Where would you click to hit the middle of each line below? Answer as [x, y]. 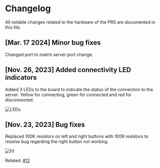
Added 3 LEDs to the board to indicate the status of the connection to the [79, 89]
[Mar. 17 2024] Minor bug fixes [53, 43]
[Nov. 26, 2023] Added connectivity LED [68, 70]
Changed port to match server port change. [49, 54]
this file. [13, 27]
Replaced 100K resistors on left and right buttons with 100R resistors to [77, 136]
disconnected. [20, 100]
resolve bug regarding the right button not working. [57, 142]
